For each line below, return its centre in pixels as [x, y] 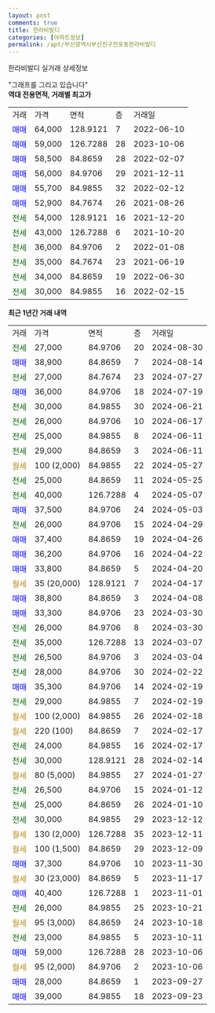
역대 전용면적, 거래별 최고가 [50, 94]
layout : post [29, 15]
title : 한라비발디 [34, 30]
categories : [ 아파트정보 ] [46, 37]
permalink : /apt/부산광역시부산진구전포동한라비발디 [82, 45]
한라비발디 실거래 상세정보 [48, 68]
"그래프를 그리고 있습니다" [48, 85]
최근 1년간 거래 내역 [38, 313]
